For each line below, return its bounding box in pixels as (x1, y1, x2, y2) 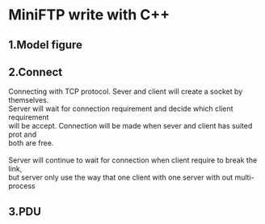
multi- (233, 172, 254, 183)
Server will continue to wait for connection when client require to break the (8, 155, 258, 165)
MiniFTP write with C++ (8, 6, 170, 24)
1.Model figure (8, 38, 83, 52)
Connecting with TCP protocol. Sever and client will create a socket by (8, 87, 243, 96)
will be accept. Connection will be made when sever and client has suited (8, 121, 253, 131)
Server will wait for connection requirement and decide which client (8, 104, 233, 114)
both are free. (8, 138, 54, 148)
